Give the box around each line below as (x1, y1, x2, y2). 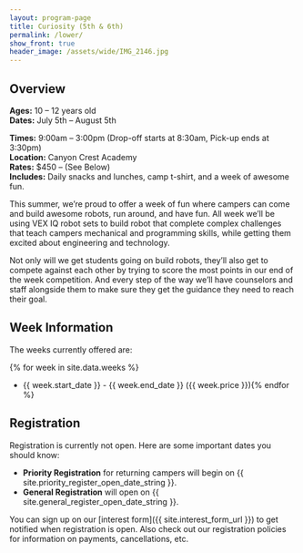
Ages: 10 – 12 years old (9, 105, 97, 116)
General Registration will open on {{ (22, 486, 159, 497)
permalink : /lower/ (9, 30, 84, 39)
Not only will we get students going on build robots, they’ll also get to (9, 254, 268, 265)
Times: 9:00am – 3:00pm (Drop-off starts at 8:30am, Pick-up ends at (9, 132, 270, 143)
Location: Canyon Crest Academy (9, 151, 137, 162)
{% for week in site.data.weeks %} (9, 362, 139, 373)
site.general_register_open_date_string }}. (22, 496, 179, 507)
